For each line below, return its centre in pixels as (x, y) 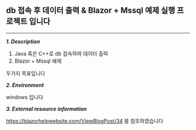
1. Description (23, 41)
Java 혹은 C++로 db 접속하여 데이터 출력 (61, 53)
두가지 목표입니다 (26, 73)
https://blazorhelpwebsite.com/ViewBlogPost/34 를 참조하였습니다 (85, 121)
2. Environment (25, 85)
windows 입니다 (25, 97)
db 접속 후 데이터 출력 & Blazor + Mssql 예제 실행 (91, 11)
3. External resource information (47, 109)
